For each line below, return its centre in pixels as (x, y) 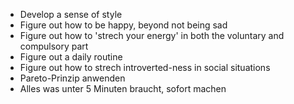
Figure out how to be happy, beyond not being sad (123, 25)
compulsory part (54, 46)
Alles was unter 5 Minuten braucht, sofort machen (123, 88)
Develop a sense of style (71, 14)
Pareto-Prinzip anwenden (72, 78)
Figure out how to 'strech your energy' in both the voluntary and (152, 35)
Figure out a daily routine (71, 57)
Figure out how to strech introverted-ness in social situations (145, 67)
